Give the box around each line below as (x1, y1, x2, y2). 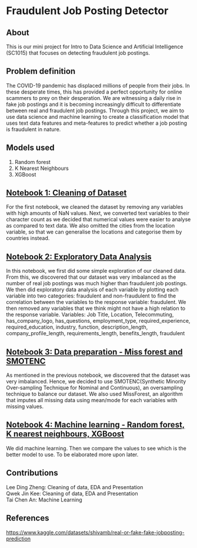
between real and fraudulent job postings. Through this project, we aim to (6, 107, 185, 114)
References (6, 513, 49, 523)
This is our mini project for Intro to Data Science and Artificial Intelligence (6, 43, 183, 50)
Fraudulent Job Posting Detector (6, 4, 169, 18)
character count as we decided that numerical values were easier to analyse (6, 216, 191, 223)
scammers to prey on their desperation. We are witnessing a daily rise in (6, 94, 181, 101)
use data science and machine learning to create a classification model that (6, 113, 189, 120)
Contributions (6, 468, 58, 478)
